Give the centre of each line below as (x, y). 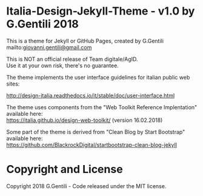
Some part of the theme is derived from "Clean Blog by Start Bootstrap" (96, 132)
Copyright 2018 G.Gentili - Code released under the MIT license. (86, 186)
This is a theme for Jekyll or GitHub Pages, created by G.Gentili (85, 41)
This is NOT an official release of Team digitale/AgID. (72, 59)
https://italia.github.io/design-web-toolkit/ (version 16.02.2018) (85, 120)
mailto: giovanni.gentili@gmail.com (49, 47)
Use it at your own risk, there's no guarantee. (63, 66)
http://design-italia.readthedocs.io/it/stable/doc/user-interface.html (91, 95)
